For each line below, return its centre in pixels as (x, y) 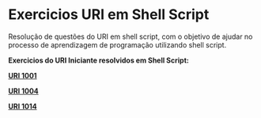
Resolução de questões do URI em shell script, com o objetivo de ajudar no (130, 36)
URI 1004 (24, 91)
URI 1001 (23, 75)
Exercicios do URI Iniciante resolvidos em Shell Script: (99, 60)
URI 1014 (23, 106)
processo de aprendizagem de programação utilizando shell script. (117, 44)
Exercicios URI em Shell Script (109, 15)
